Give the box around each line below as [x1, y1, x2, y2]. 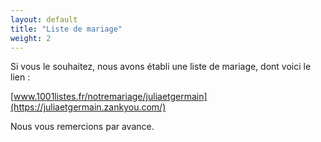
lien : [10, 71, 31, 83]
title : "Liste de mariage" [10, 24, 123, 34]
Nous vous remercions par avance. [10, 121, 155, 133]
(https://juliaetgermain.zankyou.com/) [10, 101, 167, 113]
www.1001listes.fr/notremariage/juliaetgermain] [13, 91, 208, 103]
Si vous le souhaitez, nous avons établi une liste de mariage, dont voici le [10, 61, 312, 73]
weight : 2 [10, 33, 52, 43]
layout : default [10, 14, 78, 25]
